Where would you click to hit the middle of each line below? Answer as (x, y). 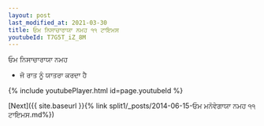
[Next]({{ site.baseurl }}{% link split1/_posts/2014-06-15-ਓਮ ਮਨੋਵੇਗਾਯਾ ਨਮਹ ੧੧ (132, 106)
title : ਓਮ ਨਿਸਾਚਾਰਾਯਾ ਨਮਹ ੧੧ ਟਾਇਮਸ (64, 30)
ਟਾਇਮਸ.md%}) (32, 115)
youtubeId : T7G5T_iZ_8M (47, 37)
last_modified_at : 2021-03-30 (58, 23)
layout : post (30, 15)
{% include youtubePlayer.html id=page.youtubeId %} (96, 91)
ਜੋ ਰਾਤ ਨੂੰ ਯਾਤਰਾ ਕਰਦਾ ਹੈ (53, 75)
